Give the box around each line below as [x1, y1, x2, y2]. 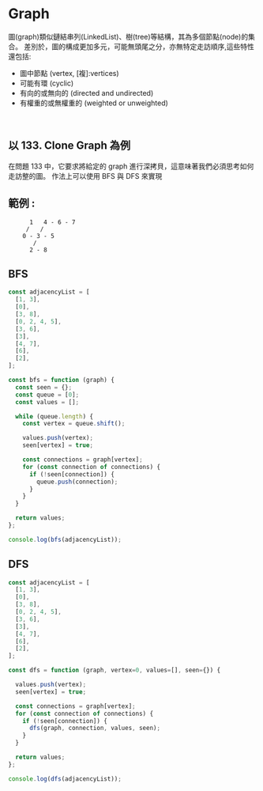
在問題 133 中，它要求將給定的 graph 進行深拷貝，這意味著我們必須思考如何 [8, 161, 254, 171]
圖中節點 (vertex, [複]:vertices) [19, 68, 120, 78]
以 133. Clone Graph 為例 [8, 139, 131, 153]
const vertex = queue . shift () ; [22, 420, 126, 428]
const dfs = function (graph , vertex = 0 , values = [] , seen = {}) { [8, 666, 221, 675]
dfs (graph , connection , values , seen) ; [28, 725, 160, 732]
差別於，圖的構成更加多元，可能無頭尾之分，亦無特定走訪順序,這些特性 [23, 41, 254, 51]
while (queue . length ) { [15, 412, 93, 420]
